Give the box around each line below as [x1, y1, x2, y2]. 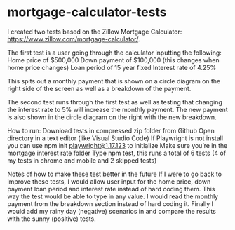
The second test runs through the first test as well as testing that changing [7, 97, 223, 106]
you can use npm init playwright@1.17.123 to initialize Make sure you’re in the [7, 141, 228, 149]
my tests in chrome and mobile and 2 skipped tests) [7, 156, 157, 165]
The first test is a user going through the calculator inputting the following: [7, 48, 222, 57]
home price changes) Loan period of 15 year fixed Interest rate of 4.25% [7, 63, 217, 72]
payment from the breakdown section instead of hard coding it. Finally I [7, 199, 214, 208]
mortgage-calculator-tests [7, 4, 167, 20]
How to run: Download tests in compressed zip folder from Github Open [7, 126, 215, 135]
